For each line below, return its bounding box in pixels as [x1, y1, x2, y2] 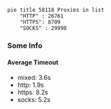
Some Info [7, 40, 43, 50]
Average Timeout [7, 58, 59, 66]
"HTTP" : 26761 [20, 12, 64, 19]
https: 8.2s [17, 88, 49, 97]
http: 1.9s [17, 81, 44, 90]
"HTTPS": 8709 [20, 19, 61, 26]
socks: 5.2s [17, 96, 51, 104]
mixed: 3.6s [17, 74, 51, 82]
